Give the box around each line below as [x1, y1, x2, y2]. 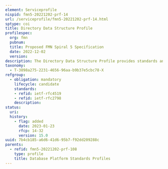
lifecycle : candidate [14, 81, 59, 86]
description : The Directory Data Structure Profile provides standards [5, 58, 157, 63]
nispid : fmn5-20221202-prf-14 [5, 12, 68, 17]
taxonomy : [5, 63, 26, 68]
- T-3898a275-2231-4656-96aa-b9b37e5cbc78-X [9, 68, 104, 73]
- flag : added [14, 118, 43, 124]
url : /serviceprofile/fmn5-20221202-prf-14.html [5, 16, 108, 21]
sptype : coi [5, 21, 30, 26]
